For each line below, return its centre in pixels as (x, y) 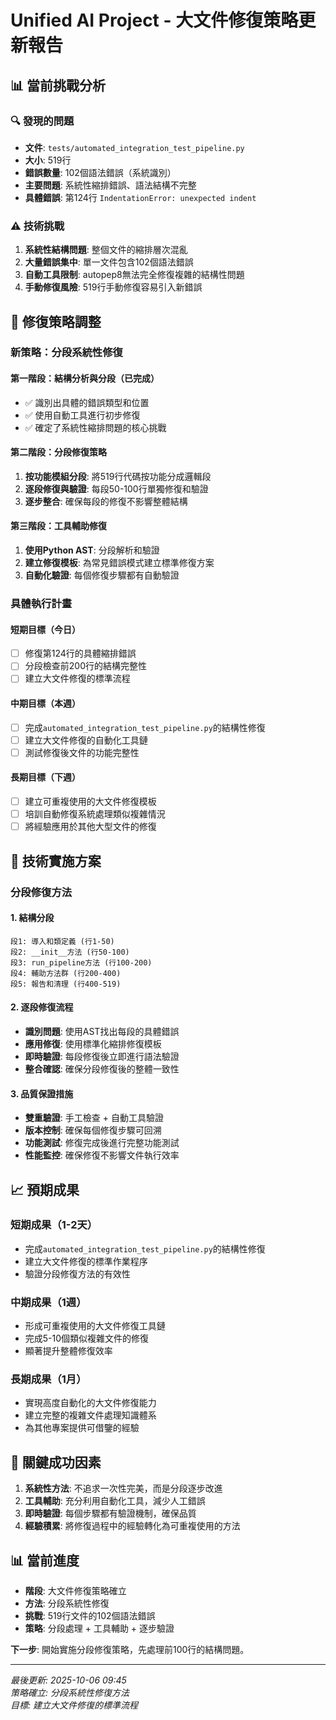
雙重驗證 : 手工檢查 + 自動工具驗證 (94, 1118)
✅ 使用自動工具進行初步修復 (82, 415)
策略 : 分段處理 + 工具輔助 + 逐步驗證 (99, 1628)
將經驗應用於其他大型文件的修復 (90, 827)
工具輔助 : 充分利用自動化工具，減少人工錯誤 (115, 1501)
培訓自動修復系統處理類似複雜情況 (95, 814)
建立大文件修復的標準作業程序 (86, 1261)
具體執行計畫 (41, 604)
